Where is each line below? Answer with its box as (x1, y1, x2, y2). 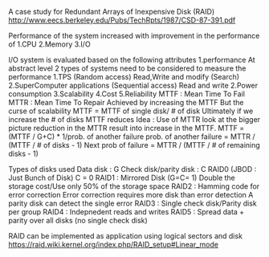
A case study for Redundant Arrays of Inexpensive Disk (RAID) (8, 7, 215, 16)
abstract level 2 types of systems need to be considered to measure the (8, 63, 247, 73)
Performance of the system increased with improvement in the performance (8, 31, 260, 40)
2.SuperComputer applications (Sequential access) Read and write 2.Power (8, 80, 259, 90)
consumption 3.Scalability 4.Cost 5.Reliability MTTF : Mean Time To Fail (8, 89, 245, 99)
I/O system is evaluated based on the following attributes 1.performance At (8, 55, 255, 64)
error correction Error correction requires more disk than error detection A (8, 190, 254, 199)
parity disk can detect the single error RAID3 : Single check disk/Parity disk (8, 198, 257, 208)
